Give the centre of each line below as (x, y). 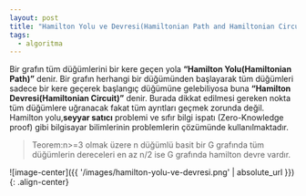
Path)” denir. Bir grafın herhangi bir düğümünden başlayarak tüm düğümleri (152, 79)
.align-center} (43, 182)
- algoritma (41, 43)
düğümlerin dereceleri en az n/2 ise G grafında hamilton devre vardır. (161, 155)
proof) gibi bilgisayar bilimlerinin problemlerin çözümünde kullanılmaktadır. (149, 128)
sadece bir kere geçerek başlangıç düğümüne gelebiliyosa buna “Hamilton (150, 88)
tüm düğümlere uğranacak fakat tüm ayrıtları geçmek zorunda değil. (137, 108)
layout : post (34, 18)
